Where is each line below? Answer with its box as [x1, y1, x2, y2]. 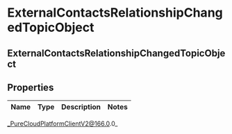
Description [61, 102, 101, 112]
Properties [7, 81, 54, 93]
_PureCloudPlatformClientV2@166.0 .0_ [7, 119, 118, 128]
